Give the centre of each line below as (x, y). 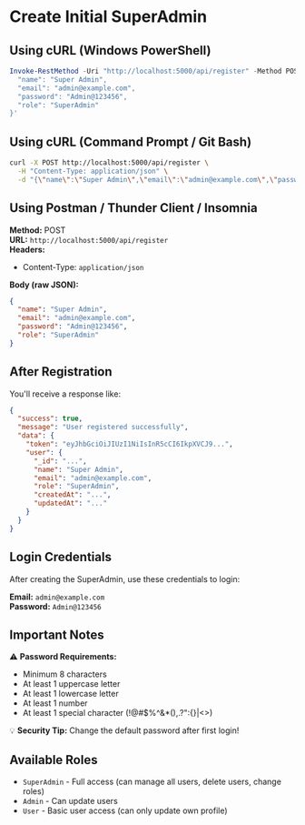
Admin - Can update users (70, 801)
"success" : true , (50, 419)
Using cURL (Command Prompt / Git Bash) (131, 141)
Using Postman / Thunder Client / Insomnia (133, 208)
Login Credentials (60, 557)
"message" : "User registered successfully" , (103, 428)
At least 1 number (55, 703)
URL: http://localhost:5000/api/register (89, 239)
